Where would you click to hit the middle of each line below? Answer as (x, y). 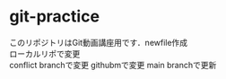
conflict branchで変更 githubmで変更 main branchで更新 (113, 65)
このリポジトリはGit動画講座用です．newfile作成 (99, 42)
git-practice (55, 17)
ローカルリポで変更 (45, 53)
